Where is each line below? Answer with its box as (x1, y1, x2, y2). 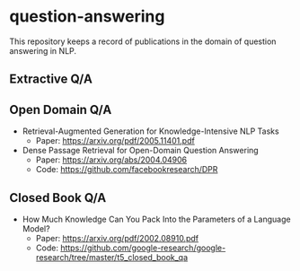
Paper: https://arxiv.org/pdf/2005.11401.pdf (35, 135, 195, 146)
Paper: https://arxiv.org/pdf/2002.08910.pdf (35, 232, 199, 243)
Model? (22, 223, 51, 234)
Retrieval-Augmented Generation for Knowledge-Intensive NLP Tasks (22, 126, 280, 136)
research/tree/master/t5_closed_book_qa (35, 251, 189, 262)
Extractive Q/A (9, 72, 93, 87)
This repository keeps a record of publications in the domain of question (9, 36, 277, 47)
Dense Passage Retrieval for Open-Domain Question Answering (22, 145, 259, 156)
